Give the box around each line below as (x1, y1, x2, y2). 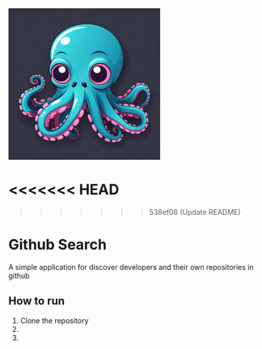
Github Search (8, 236, 108, 254)
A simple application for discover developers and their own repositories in (8, 262, 255, 271)
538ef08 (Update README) (149, 207, 241, 217)
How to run (8, 294, 65, 308)
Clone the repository (19, 315, 89, 326)
